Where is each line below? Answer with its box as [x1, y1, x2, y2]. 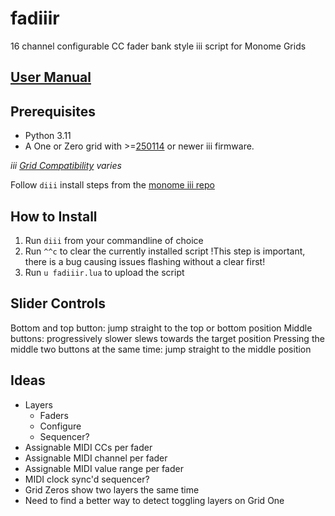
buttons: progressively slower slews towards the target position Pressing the [10, 332, 325, 344]
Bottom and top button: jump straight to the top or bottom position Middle [10, 322, 313, 334]
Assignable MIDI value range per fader [24, 462, 184, 474]
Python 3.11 [24, 130, 72, 142]
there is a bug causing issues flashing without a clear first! [24, 255, 266, 267]
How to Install [10, 208, 98, 225]
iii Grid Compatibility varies [10, 160, 122, 172]
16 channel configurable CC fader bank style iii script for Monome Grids [10, 40, 307, 52]
